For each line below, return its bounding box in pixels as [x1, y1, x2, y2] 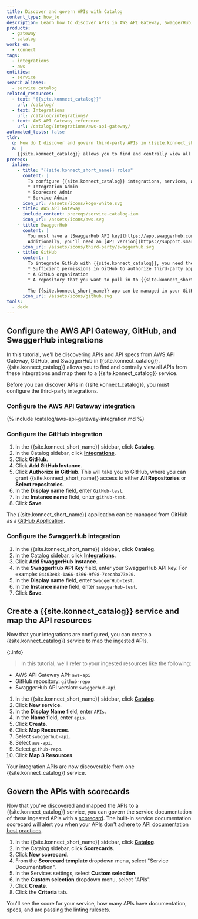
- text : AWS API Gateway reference [12, 118, 99, 124]
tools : [6, 298, 23, 305]
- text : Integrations [12, 107, 65, 113]
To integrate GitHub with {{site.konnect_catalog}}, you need [28, 260, 183, 267]
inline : [12, 162, 31, 168]
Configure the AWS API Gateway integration [6, 402, 135, 410]
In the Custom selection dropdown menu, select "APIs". [15, 876, 152, 883]
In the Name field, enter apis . [15, 714, 87, 721]
